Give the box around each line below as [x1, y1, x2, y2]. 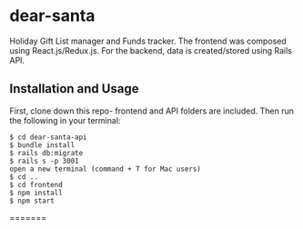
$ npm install [9, 188, 64, 197]
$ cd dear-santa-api [9, 133, 88, 142]
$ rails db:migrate [9, 148, 84, 157]
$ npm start [9, 196, 55, 205]
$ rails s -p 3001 [9, 156, 79, 165]
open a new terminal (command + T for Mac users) [9, 164, 202, 174]
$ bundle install [9, 140, 76, 150]
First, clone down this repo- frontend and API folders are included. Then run [9, 105, 294, 116]
